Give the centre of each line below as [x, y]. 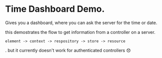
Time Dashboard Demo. [55, 9]
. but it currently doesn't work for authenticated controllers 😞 [68, 50]
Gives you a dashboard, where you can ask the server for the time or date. [81, 23]
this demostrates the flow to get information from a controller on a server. [80, 32]
